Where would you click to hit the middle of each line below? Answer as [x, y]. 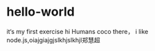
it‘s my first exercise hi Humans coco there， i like [77, 31]
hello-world [41, 12]
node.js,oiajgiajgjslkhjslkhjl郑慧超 [54, 40]
